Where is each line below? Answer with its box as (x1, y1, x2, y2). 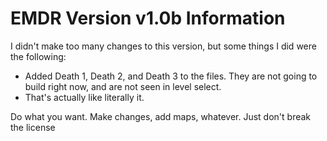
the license (10, 121, 56, 133)
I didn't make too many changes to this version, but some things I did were (10, 40, 317, 52)
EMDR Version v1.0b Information (10, 7, 286, 30)
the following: (10, 50, 67, 62)
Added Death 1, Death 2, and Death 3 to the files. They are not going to (24, 70, 318, 82)
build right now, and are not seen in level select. (24, 80, 222, 92)
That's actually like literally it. (24, 91, 145, 103)
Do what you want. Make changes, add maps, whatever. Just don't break (10, 110, 312, 122)
